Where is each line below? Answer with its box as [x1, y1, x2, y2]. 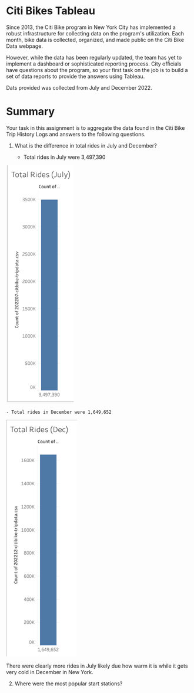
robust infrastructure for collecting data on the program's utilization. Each [6, 30, 184, 37]
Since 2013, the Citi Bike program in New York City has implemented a [6, 24, 176, 31]
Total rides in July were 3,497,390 [23, 153, 106, 161]
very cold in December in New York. [6, 668, 94, 675]
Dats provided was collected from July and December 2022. [6, 84, 153, 91]
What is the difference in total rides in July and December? [14, 142, 157, 149]
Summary [6, 105, 55, 119]
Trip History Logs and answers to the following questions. [6, 130, 146, 138]
